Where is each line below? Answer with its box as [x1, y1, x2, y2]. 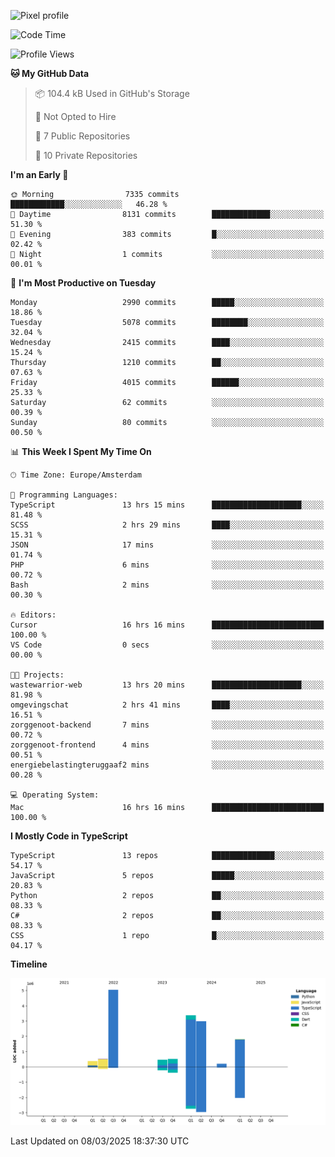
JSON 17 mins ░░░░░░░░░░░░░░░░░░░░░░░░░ [10, 540, 325, 550]
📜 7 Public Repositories [34, 130, 131, 142]
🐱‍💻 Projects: [10, 670, 65, 680]
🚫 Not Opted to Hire [34, 111, 117, 122]
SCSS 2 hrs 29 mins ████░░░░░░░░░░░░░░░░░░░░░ [10, 520, 325, 530]
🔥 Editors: [10, 610, 57, 620]
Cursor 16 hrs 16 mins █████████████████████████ [10, 620, 325, 630]
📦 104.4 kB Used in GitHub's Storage [34, 88, 190, 99]
